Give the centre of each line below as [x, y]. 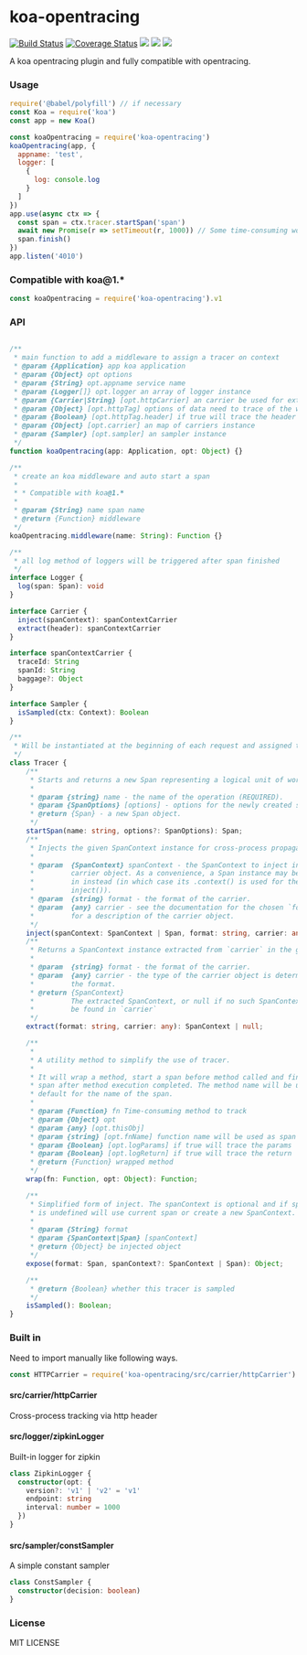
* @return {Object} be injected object [106, 1247]
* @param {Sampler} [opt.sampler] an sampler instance [120, 435]
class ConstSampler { [51, 1583]
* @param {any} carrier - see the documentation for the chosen [157, 908]
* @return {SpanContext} [77, 993]
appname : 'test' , [51, 154]
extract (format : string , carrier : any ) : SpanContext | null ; [145, 1026]
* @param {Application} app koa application [99, 366]
